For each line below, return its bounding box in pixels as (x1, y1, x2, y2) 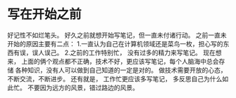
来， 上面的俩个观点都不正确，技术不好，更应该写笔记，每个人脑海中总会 (7, 57, 219, 65)
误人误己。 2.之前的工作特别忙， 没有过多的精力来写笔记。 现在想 (31, 48, 222, 57)
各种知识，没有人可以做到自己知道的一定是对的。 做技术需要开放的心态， (15, 66, 227, 74)
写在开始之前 (7, 6, 82, 22)
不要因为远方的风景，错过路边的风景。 (27, 83, 139, 92)
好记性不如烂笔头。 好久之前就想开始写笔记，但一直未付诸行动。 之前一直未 (7, 31, 227, 39)
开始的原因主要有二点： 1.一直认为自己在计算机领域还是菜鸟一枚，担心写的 (7, 39, 223, 48)
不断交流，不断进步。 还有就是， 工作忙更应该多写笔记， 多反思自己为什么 (7, 74, 223, 83)
